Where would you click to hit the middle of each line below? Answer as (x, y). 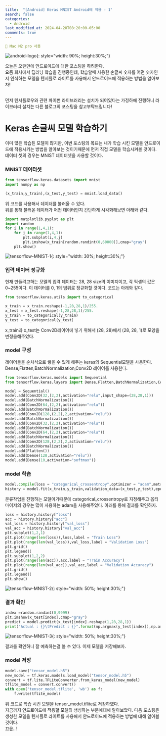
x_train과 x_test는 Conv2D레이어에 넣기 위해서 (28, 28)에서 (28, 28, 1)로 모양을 (82, 330)
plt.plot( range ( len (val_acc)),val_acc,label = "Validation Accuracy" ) (79, 565)
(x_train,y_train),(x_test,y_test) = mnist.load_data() (64, 194)
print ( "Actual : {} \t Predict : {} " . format (49, 627)
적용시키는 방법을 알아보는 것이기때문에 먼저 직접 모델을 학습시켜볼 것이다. (85, 149)
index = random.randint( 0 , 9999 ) (37, 613)
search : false (20, 14)
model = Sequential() (27, 391)
